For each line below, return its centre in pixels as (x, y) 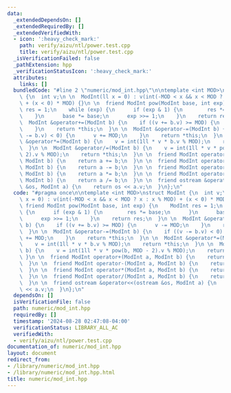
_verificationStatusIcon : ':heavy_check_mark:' (83, 71)
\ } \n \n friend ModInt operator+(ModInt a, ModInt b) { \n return (123, 257)
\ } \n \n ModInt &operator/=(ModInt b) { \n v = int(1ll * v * (118, 148)
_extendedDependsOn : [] (47, 20)
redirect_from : (29, 360)
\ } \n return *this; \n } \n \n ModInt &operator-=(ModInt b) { (123, 129)
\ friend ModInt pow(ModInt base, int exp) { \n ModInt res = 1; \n (121, 206)
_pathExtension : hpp (43, 65)
